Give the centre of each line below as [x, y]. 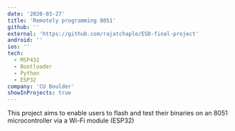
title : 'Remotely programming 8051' [62, 21]
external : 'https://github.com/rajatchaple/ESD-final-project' [103, 34]
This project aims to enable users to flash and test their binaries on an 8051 [117, 113]
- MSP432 [27, 60]
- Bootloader [33, 67]
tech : [15, 54]
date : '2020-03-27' [36, 14]
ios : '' [19, 47]
